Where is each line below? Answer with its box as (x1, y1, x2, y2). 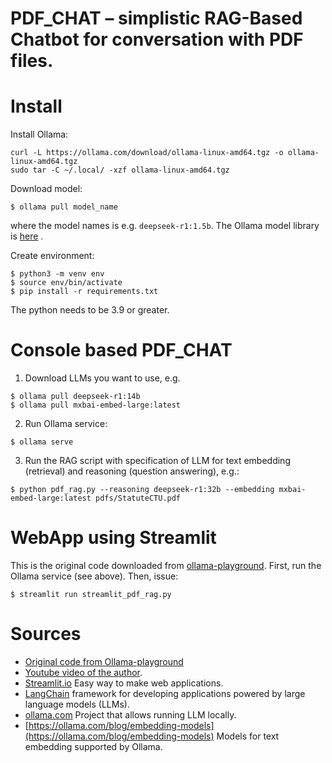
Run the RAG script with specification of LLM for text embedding (24, 455, 291, 467)
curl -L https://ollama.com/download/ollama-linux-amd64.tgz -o (10, 148, 284, 158)
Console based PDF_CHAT (10, 339, 233, 362)
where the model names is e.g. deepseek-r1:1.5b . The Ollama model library (10, 220, 320, 232)
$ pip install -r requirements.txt (10, 287, 159, 297)
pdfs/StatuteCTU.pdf (95, 493, 182, 504)
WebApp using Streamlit (10, 527, 217, 549)
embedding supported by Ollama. (24, 740, 163, 752)
